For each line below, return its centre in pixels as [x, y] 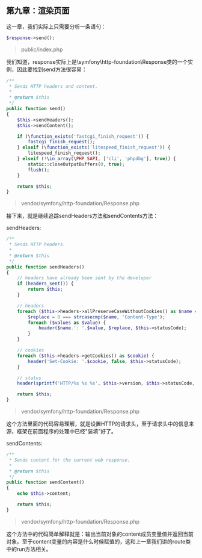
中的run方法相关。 [29, 549]
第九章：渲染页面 [38, 11]
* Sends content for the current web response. [69, 460]
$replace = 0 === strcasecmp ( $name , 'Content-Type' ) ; [96, 317]
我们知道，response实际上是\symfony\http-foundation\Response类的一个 [97, 61]
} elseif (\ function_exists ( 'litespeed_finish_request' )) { [94, 147]
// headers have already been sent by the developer [84, 278]
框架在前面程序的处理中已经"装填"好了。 [67, 432]
